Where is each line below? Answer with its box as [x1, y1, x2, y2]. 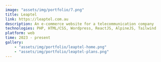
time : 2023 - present [5, 35, 51, 40]
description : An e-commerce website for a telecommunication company [5, 21, 154, 26]
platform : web [5, 30, 35, 35]
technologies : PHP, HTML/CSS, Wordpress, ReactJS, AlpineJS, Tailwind [5, 26, 156, 31]
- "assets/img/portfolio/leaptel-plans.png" [14, 49, 109, 54]
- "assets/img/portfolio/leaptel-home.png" [14, 44, 107, 49]
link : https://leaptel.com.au [5, 16, 69, 21]
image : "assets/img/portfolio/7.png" [5, 7, 85, 12]
